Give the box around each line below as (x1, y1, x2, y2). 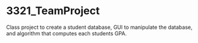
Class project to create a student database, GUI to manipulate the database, (6, 24, 193, 31)
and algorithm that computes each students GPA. (6, 29, 127, 37)
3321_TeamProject (6, 4, 100, 18)
